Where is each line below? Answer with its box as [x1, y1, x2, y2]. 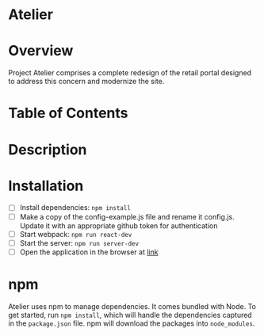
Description [8, 140, 87, 158]
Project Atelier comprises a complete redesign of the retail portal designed [8, 68, 252, 78]
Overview [8, 42, 74, 60]
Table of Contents [8, 105, 128, 122]
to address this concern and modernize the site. [8, 77, 165, 86]
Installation [8, 177, 84, 195]
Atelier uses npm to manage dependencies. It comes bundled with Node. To [8, 301, 256, 311]
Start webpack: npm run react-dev [19, 229, 132, 239]
